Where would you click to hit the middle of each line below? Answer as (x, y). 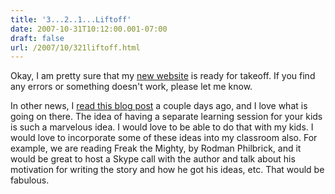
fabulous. (30, 180)
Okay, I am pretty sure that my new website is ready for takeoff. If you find (163, 76)
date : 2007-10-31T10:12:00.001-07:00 (89, 29)
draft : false (37, 38)
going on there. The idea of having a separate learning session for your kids (166, 117)
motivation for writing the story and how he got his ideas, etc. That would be (167, 170)
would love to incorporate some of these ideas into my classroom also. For (164, 138)
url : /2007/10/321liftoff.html (75, 47)
